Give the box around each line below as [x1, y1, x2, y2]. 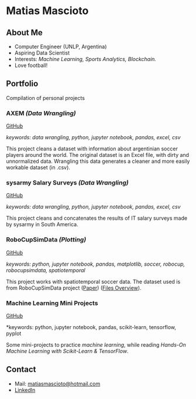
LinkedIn [14, 386, 36, 393]
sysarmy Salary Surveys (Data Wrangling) [6, 179, 129, 187]
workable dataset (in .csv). [6, 164, 70, 171]
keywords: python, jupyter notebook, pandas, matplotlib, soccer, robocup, [6, 260, 185, 267]
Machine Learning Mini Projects [6, 299, 98, 307]
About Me [6, 28, 43, 38]
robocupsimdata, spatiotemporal [6, 266, 86, 274]
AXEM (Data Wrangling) [6, 109, 76, 117]
